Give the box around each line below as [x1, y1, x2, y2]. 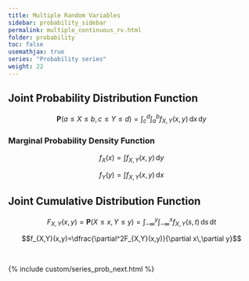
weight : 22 [8, 63, 44, 71]
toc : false [8, 41, 44, 49]
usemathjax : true [8, 48, 65, 56]
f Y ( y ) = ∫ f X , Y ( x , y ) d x [99, 170, 164, 181]
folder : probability [8, 33, 76, 42]
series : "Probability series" [8, 56, 107, 64]
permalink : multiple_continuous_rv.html [8, 26, 143, 34]
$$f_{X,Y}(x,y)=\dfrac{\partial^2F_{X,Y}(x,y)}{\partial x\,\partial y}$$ [21, 234, 242, 243]
